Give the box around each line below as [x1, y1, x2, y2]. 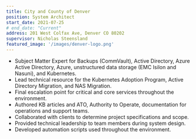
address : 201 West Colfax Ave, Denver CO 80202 [6, 30, 125, 36]
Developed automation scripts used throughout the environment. [14, 126, 171, 133]
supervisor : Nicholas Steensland [6, 36, 88, 42]
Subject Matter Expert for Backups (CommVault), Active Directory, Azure [14, 57, 190, 65]
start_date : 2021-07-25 [6, 19, 65, 25]
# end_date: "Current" [6, 25, 62, 31]
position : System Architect [6, 14, 75, 20]
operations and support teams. [14, 107, 90, 114]
